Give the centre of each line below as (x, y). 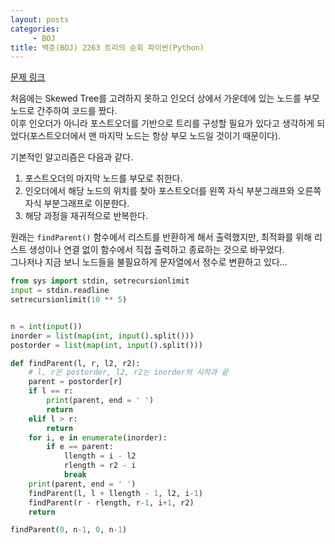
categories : (35, 29)
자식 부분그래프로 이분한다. (77, 203)
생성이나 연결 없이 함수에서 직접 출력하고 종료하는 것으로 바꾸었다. (156, 250)
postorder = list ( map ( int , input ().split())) (106, 345)
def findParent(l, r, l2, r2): (75, 363)
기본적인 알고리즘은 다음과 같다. (72, 157)
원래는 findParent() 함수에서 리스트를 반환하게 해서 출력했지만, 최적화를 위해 (161, 237)
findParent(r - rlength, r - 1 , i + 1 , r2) (111, 502)
